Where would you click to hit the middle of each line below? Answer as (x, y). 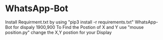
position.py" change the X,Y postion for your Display (59, 32)
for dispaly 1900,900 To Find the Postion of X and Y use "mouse (79, 27)
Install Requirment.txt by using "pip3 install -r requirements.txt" (70, 22)
